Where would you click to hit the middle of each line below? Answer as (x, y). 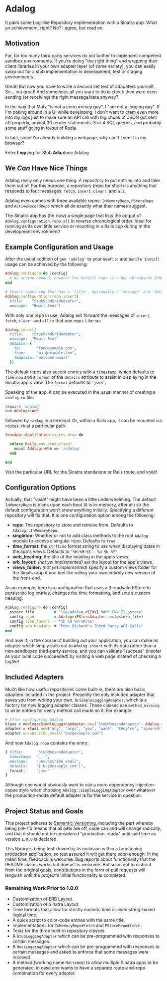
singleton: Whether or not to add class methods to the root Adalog (80, 536)
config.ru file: (20, 397)
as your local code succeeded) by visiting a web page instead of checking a (83, 656)
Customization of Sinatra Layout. (46, 904)
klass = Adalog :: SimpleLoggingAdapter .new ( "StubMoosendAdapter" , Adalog (82, 724)
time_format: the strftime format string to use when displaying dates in (86, 546)
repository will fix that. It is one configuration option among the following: (80, 515)
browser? (15, 143)
